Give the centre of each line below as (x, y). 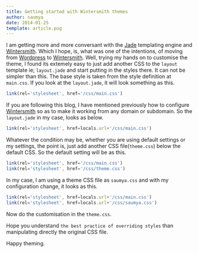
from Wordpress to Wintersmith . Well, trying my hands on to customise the (97, 57)
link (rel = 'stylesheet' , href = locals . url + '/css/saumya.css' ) (82, 203)
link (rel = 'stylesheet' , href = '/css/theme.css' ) (66, 169)
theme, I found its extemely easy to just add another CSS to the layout (92, 64)
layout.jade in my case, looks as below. (55, 118)
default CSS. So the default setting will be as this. (66, 152)
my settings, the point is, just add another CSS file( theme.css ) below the (93, 146)
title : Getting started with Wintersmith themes (67, 12)
